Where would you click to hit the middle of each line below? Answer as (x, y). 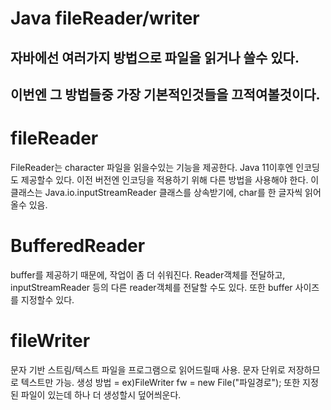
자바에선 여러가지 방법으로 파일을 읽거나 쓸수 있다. (155, 57)
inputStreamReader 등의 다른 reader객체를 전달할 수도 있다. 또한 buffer (151, 287)
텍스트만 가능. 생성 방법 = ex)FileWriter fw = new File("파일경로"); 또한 (160, 382)
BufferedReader (78, 246)
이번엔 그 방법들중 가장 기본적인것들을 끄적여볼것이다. (165, 94)
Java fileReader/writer (105, 18)
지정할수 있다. (47, 299)
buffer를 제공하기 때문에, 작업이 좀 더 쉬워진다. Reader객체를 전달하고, (148, 274)
